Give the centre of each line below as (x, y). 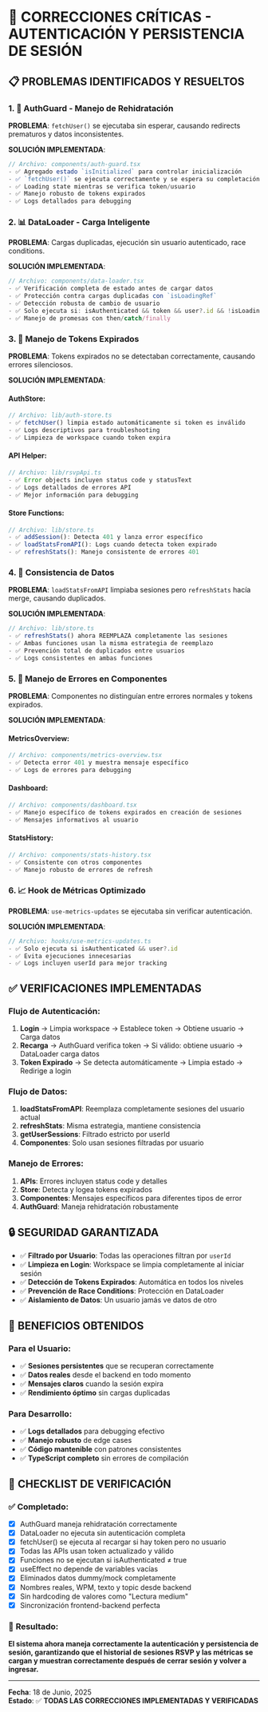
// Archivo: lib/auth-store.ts (60, 415)
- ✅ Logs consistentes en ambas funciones (81, 658)
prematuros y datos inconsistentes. (66, 134)
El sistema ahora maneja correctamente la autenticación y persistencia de (134, 1644)
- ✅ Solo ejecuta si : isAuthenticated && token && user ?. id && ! (120, 311)
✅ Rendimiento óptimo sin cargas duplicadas (95, 1393)
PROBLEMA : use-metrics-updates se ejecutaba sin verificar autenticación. (130, 911)
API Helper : (28, 456)
